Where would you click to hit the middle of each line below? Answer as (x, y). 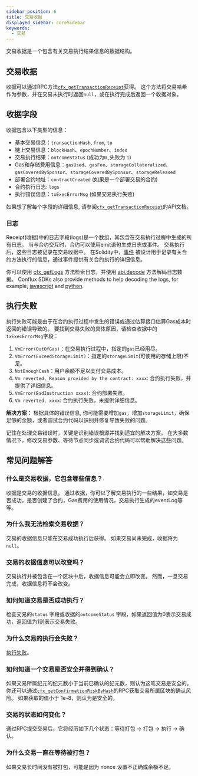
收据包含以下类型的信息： (37, 130)
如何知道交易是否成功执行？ (45, 601)
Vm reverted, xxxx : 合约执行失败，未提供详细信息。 (77, 400)
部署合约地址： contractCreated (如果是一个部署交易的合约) (86, 179)
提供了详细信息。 (35, 385)
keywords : (18, 28)
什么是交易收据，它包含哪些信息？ (55, 479)
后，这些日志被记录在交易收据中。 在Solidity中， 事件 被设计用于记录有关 (94, 252)
